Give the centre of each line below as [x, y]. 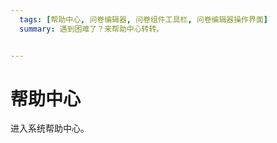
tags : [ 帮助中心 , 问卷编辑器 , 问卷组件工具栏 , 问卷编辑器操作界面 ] [143, 19]
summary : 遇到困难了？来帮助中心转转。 [92, 29]
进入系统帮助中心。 [50, 128]
